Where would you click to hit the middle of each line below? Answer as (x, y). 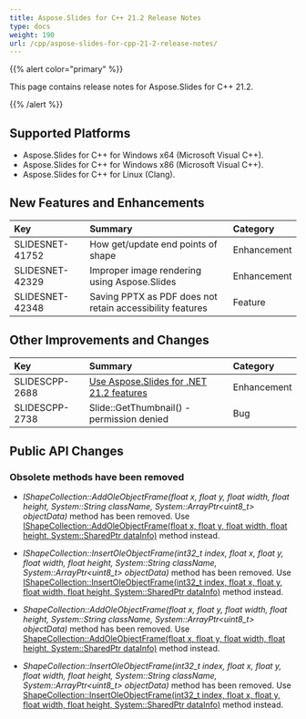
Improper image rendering (146, 270)
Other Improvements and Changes (109, 340)
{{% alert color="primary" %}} (66, 69)
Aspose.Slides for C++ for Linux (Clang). (99, 175)
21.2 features (118, 393)
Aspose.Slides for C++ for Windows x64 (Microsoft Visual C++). (143, 155)
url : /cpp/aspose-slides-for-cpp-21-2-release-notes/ (114, 43)
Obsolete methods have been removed (97, 477)
